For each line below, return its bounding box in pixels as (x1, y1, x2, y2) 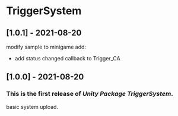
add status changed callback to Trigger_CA (14, 55, 120, 62)
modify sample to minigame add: (6, 43, 87, 50)
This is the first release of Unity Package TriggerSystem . (6, 90, 173, 98)
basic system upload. (6, 103, 58, 110)
